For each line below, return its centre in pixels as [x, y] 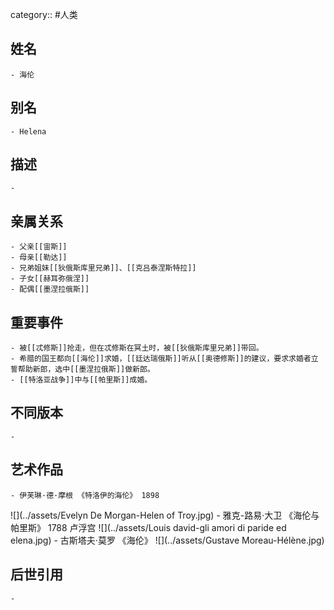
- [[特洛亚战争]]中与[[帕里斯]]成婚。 [81, 380]
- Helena [28, 131]
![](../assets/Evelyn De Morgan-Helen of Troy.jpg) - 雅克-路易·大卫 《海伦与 [165, 515]
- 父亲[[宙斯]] [39, 247]
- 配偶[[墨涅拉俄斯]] [50, 289]
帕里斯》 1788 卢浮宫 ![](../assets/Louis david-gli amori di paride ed [148, 527]
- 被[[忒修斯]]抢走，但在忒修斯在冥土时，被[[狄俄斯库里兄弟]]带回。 [137, 348]
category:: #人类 [44, 14]
